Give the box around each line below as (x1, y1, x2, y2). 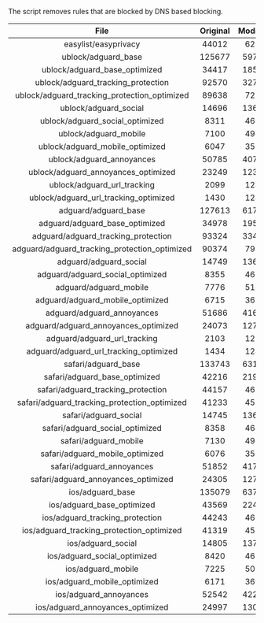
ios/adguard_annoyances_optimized (35, 602, 169, 613)
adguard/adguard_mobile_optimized (35, 295, 169, 306)
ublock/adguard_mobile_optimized (38, 141, 167, 152)
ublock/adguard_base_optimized (42, 65, 163, 75)
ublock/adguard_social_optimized (40, 116, 164, 126)
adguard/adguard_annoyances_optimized (25, 321, 179, 331)
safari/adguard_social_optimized (42, 423, 163, 433)
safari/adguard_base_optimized (43, 372, 161, 382)
